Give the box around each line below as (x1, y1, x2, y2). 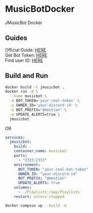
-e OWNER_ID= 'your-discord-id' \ (9, 103, 78, 108)
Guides (5, 34, 28, 42)
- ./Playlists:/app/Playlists (18, 190, 80, 195)
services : (5, 135, 25, 140)
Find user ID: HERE (5, 57, 43, 63)
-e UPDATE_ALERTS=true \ (9, 112, 60, 117)
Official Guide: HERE (5, 47, 46, 53)
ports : (14, 153, 27, 158)
